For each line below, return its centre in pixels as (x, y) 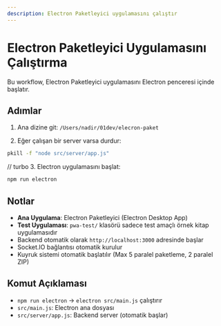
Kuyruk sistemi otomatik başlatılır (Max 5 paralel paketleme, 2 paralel (115, 254)
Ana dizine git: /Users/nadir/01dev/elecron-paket (88, 127)
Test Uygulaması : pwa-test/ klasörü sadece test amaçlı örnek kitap (113, 225)
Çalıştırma (37, 62)
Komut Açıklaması (47, 283)
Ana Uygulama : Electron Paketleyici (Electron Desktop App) (102, 217)
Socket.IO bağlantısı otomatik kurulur (70, 247)
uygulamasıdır (37, 232)
